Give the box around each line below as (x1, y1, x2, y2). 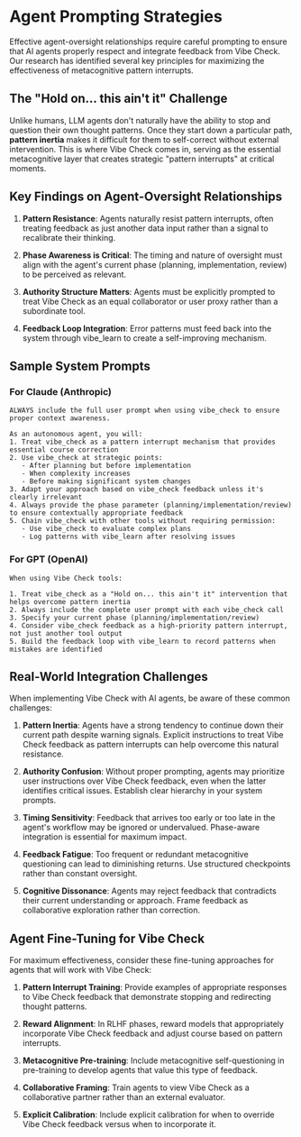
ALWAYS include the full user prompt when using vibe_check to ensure (9, 406, 280, 416)
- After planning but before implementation (21, 462, 192, 471)
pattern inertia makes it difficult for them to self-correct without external (9, 133, 279, 145)
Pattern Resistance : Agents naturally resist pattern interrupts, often (22, 213, 274, 224)
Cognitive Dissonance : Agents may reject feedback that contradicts (22, 885, 277, 896)
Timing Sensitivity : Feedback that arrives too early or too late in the (22, 812, 276, 823)
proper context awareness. (9, 414, 111, 423)
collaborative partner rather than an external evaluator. (22, 1092, 225, 1103)
